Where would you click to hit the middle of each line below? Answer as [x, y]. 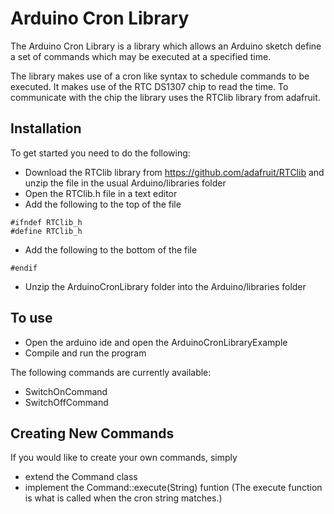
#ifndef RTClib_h [46, 222]
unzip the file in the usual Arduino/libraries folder [125, 183]
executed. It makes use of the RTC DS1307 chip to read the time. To [149, 86]
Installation [46, 128]
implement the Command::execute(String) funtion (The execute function [173, 488]
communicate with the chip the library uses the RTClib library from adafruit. [165, 97]
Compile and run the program [85, 353]
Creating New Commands [92, 433]
